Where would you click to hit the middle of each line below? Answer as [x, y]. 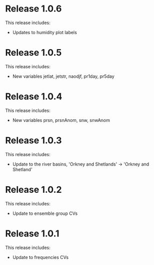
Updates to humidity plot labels [45, 32]
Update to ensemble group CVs [45, 213]
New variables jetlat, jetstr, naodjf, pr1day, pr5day [63, 76]
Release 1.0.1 [32, 233]
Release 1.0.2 [34, 189]
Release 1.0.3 [33, 141]
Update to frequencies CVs [40, 257]
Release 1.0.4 [34, 97]
